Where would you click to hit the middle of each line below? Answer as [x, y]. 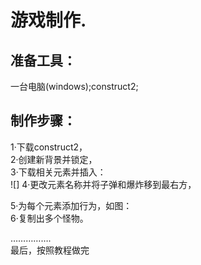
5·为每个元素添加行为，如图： [71, 205]
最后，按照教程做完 [50, 250]
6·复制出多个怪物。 [49, 218]
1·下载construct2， [49, 147]
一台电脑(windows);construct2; [74, 86]
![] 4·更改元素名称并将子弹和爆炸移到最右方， [103, 184]
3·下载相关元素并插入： [58, 172]
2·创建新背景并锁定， [54, 159]
